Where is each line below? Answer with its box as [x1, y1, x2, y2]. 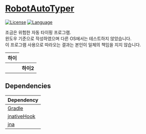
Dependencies [5, 82, 51, 90]
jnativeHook [7, 113, 36, 120]
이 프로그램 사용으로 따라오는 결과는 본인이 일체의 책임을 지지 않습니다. [5, 41, 141, 47]
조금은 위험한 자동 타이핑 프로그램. [5, 29, 71, 35]
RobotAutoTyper [5, 3, 75, 14]
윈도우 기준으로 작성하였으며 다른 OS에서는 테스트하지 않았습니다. [5, 35, 132, 41]
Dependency [7, 97, 39, 103]
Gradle [7, 104, 23, 111]
